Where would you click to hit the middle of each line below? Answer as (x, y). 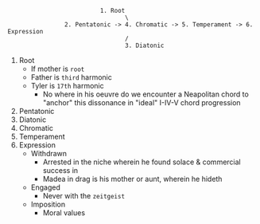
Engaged (46, 187)
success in (60, 170)
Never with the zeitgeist (83, 196)
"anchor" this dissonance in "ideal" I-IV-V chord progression (142, 102)
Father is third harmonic (72, 77)
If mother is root (58, 69)
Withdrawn (49, 153)
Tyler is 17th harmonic (67, 86)
